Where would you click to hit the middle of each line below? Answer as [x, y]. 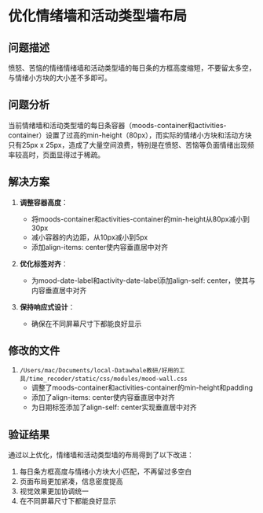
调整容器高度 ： [44, 202]
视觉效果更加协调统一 [54, 491]
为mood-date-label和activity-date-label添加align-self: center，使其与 [143, 280]
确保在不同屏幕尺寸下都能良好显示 [86, 324]
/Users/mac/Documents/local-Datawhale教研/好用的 [99, 371]
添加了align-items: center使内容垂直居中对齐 [103, 398]
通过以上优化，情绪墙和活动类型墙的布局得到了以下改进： [101, 455]
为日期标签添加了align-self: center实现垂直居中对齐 [114, 407]
